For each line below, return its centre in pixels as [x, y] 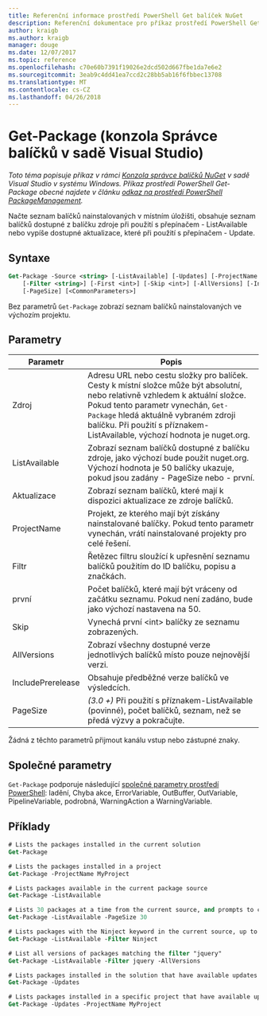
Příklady [29, 826]
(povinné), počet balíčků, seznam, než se [164, 710]
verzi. [98, 665]
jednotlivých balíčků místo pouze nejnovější [168, 655]
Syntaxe [29, 258]
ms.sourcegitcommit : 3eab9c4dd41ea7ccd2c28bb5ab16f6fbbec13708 [115, 75]
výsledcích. [109, 687]
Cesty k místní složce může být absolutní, [164, 385]
